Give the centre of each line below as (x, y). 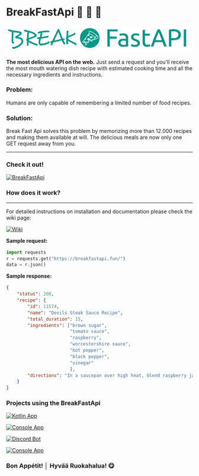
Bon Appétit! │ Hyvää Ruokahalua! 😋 (60, 466)
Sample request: (27, 240)
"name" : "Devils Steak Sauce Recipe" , (75, 313)
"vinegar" (82, 363)
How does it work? (33, 193)
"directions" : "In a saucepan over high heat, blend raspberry (107, 375)
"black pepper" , (90, 356)
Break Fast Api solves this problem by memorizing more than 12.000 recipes (99, 131)
